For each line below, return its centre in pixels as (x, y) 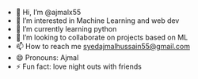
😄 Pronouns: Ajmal (47, 58)
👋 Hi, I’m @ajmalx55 (48, 12)
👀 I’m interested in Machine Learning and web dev (97, 21)
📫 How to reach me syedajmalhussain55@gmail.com (103, 46)
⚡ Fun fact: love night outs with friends (79, 66)
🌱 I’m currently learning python (66, 29)
